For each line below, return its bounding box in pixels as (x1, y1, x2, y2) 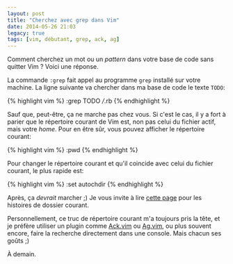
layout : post (7, 10, 45, 17)
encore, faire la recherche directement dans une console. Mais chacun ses (7, 229, 222, 238)
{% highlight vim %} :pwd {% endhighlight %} (7, 146, 138, 154)
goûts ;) (7, 237, 30, 245)
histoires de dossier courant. (7, 201, 89, 209)
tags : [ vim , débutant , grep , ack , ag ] (7, 36, 120, 43)
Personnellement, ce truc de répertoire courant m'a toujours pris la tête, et (7, 215, 220, 223)
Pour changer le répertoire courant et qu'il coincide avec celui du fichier (7, 159, 214, 167)
